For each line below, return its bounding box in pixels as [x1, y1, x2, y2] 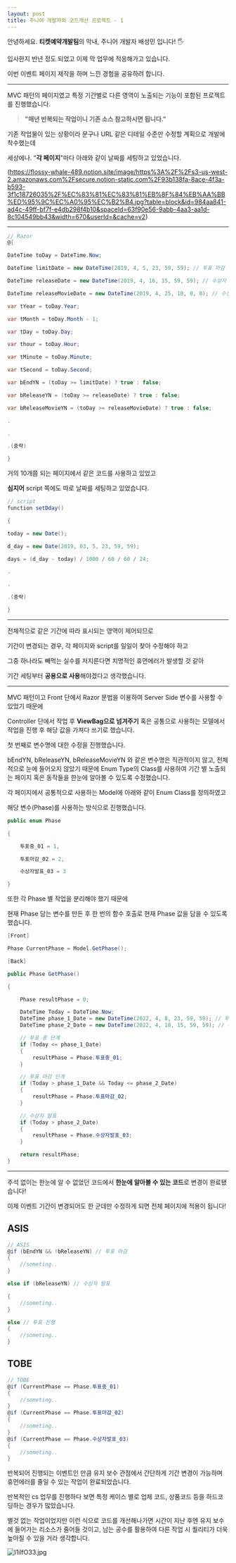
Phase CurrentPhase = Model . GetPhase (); [7, 945, 128, 952]
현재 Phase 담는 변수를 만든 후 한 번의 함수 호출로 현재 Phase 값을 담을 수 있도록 [7, 910, 228, 918]
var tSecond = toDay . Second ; [7, 366, 93, 373]
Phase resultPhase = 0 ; [20, 996, 90, 1003]
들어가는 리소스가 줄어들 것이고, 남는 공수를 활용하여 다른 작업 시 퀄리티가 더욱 [14, 1525, 228, 1533]
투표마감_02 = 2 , [20, 855, 65, 863]
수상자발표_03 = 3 [20, 868, 67, 875]
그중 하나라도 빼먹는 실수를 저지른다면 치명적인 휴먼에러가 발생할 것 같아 [7, 656, 204, 665]
